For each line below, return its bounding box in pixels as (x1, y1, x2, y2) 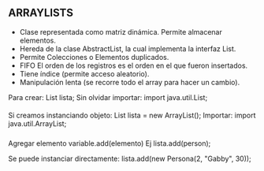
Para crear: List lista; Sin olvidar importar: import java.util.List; (8, 92, 208, 102)
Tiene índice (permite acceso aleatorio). (19, 69, 150, 78)
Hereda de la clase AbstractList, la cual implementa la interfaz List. (19, 43, 236, 54)
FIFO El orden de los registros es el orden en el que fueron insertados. (19, 61, 248, 70)
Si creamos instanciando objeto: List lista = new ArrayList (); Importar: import (8, 110, 256, 121)
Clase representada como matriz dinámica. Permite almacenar (19, 27, 222, 36)
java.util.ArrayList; (8, 119, 67, 128)
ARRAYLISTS (8, 6, 73, 20)
